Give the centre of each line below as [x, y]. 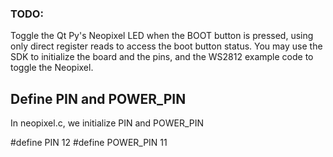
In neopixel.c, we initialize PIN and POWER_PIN [107, 123]
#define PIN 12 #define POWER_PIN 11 [89, 143]
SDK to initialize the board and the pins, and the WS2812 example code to [162, 57]
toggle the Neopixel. [52, 68]
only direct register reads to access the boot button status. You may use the [166, 46]
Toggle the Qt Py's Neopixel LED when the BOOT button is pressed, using [162, 36]
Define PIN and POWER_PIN [98, 98]
